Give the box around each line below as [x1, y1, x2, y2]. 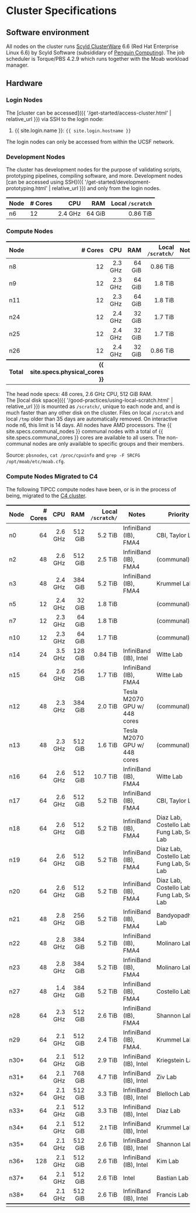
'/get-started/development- [84, 178, 150, 185]
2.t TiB [99, 1124, 118, 1132]
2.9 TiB [97, 1056, 118, 1064]
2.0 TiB [97, 702, 118, 711]
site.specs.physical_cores [30, 367, 104, 375]
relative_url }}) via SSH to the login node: [6, 115, 104, 122]
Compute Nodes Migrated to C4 [6, 473, 98, 481]
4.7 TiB [97, 1073, 118, 1081]
